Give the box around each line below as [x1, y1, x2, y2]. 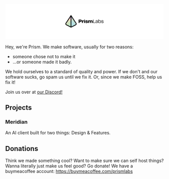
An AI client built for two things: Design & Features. [5, 130, 111, 136]
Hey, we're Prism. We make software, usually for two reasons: [5, 44, 134, 50]
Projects [5, 103, 32, 112]
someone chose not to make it [12, 53, 75, 59]
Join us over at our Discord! [5, 89, 63, 95]
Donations [5, 144, 39, 153]
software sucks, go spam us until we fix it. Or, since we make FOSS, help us [5, 74, 162, 80]
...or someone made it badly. [12, 59, 72, 65]
